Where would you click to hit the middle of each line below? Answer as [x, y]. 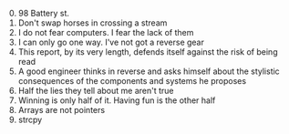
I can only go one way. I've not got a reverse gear [111, 42]
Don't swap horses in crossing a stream [93, 23]
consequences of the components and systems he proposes [132, 81]
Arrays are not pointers [62, 110]
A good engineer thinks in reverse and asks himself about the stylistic [149, 71]
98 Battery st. [44, 13]
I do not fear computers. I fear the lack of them [106, 32]
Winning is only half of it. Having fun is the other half [117, 100]
